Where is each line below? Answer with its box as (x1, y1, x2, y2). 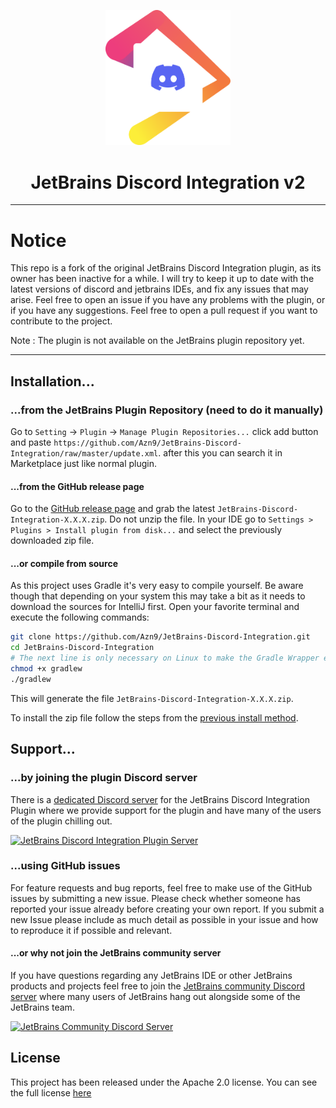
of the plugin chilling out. (10, 815, 113, 827)
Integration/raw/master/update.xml (10, 449, 159, 459)
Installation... (10, 373, 95, 390)
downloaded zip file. (10, 535, 95, 547)
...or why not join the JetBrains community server (10, 947, 222, 959)
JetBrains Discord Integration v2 (30, 171, 306, 194)
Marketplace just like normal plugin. (10, 458, 157, 470)
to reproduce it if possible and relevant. (10, 924, 173, 936)
